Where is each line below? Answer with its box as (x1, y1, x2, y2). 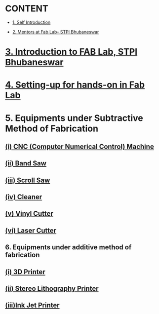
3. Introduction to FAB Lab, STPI (5, 46, 138, 57)
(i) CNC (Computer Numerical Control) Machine (5, 142, 154, 151)
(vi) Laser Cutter (5, 226, 57, 235)
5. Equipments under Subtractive (5, 112, 143, 123)
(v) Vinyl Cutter (5, 209, 53, 218)
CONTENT (5, 3, 48, 14)
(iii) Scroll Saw (5, 176, 50, 184)
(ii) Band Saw (5, 159, 47, 168)
